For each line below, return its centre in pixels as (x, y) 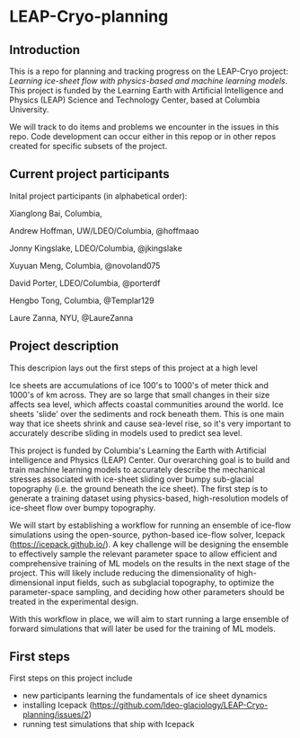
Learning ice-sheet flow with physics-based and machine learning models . (149, 81)
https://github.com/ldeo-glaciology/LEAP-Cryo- (180, 705)
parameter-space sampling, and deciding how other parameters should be (147, 591)
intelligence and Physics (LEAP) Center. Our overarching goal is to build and (150, 459)
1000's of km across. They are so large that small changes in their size (140, 395)
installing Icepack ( (57, 705)
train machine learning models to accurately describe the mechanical (137, 469)
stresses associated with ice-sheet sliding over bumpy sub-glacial (132, 479)
